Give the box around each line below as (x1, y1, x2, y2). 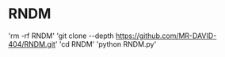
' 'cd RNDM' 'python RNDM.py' (55, 39, 157, 48)
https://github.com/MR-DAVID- (116, 31, 217, 40)
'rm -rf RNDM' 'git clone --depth (8, 31, 115, 40)
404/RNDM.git (8, 39, 55, 48)
